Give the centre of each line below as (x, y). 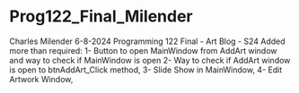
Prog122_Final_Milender (101, 17)
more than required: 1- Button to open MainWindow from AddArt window (143, 50)
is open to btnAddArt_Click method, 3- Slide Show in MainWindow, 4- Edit (146, 70)
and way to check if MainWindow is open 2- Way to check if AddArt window (150, 60)
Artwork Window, (41, 79)
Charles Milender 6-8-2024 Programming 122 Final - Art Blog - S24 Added (147, 41)
